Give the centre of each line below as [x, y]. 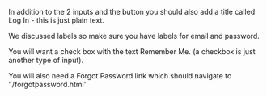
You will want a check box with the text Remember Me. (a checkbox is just [132, 51]
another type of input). [46, 60]
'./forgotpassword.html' [47, 84]
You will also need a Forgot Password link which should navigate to [120, 76]
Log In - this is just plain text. [57, 20]
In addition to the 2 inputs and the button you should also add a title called [132, 12]
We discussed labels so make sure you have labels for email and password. [134, 36]
